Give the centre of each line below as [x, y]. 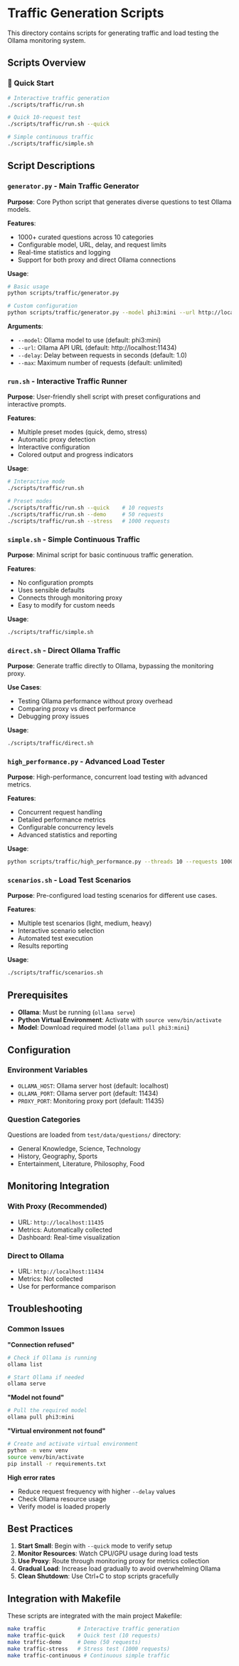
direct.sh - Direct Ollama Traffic [64, 650]
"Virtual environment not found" [57, 1431]
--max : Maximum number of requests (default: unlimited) [100, 363]
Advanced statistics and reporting [67, 835]
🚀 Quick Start [31, 83]
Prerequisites [38, 995]
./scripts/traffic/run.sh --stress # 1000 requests [89, 521]
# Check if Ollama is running [52, 1358]
